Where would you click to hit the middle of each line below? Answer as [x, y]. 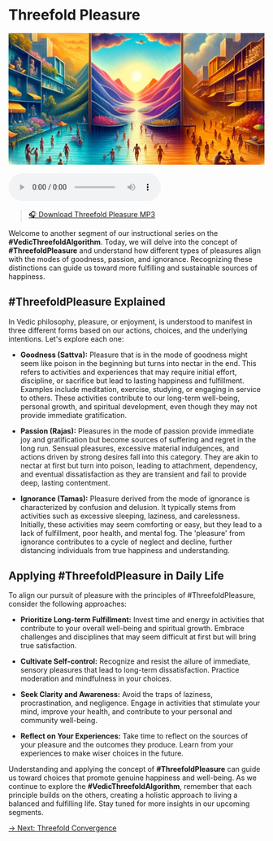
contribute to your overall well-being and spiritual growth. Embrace [132, 629]
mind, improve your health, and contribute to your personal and [126, 712]
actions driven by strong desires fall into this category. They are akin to [139, 456]
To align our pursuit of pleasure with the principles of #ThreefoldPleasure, [132, 595]
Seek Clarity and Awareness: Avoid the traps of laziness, [116, 695]
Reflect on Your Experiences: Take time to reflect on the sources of [134, 736]
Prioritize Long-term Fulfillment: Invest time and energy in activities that [142, 620]
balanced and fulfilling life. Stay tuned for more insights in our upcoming [129, 804]
